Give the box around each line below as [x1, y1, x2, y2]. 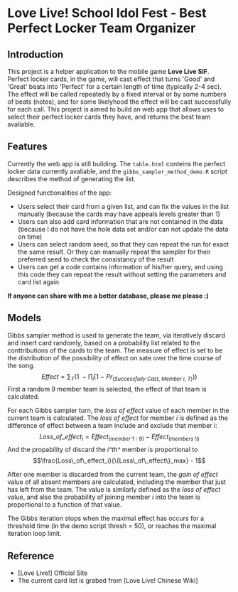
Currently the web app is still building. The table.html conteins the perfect [7, 159, 226, 168]
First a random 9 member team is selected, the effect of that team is [7, 385, 207, 394]
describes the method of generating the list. [7, 174, 136, 183]
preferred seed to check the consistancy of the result [17, 254, 174, 264]
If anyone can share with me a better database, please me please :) [7, 291, 209, 300]
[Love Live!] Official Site [17, 569, 88, 577]
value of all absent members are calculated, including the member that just [7, 478, 226, 486]
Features [7, 141, 48, 153]
